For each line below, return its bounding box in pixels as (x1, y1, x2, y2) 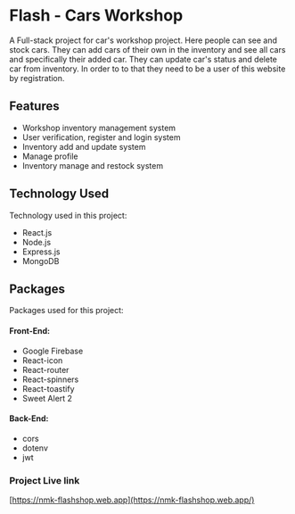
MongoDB (21, 255, 60, 266)
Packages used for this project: (9, 305, 124, 316)
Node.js (21, 236, 52, 247)
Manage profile (21, 151, 78, 162)
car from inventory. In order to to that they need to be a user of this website (9, 63, 286, 74)
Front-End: (9, 325, 51, 336)
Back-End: (9, 413, 49, 424)
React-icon (21, 354, 63, 366)
